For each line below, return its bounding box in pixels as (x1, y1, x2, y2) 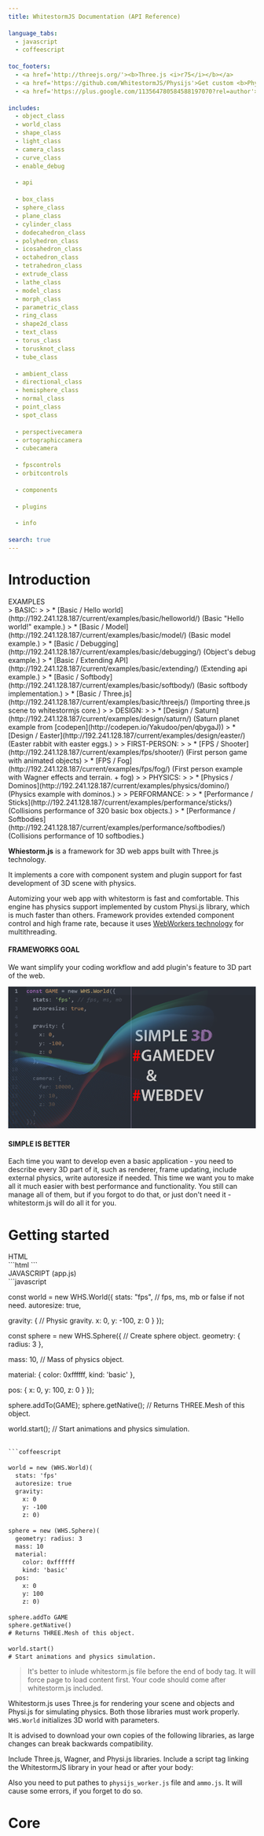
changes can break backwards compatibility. (8, 1739, 153, 1749)
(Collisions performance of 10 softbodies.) (8, 831, 145, 840)
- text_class (15, 328, 58, 336)
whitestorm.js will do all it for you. (8, 1198, 117, 1208)
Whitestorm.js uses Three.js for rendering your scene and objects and (8, 1699, 235, 1708)
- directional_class (15, 378, 82, 386)
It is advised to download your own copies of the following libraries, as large (8, 1731, 255, 1740)
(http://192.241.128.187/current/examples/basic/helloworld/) (8, 613, 200, 623)
